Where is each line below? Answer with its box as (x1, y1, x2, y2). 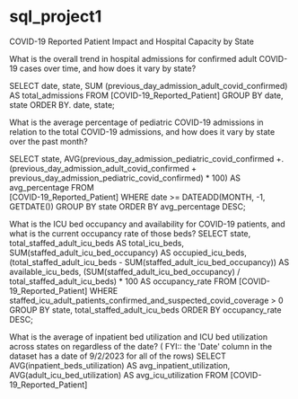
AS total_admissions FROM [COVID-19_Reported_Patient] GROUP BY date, (9, 90, 285, 101)
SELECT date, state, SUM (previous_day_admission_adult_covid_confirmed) (9, 80, 288, 91)
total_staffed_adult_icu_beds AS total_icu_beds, (9, 237, 184, 248)
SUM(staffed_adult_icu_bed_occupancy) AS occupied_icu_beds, (9, 247, 247, 258)
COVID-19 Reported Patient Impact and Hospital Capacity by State (9, 36, 254, 47)
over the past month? (9, 136, 88, 146)
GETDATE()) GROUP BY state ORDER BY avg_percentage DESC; (9, 200, 247, 212)
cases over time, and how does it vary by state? (19, 63, 197, 74)
